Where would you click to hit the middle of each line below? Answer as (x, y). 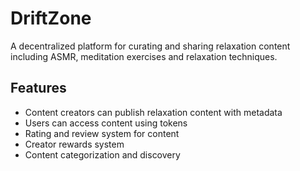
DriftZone (51, 18)
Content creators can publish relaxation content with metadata (153, 112)
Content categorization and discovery (102, 154)
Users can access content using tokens (106, 123)
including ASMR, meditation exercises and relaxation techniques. (144, 56)
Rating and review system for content (102, 133)
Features (38, 88)
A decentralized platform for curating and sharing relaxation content (150, 46)
